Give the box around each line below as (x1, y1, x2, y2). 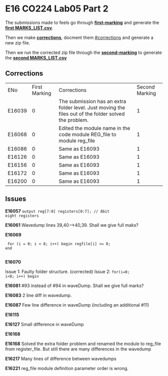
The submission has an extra (58, 98, 126, 105)
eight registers (5, 213, 39, 218)
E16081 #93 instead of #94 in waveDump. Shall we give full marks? (5, 283, 144, 289)
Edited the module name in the (58, 124, 130, 131)
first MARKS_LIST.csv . (5, 24, 53, 30)
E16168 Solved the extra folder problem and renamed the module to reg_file (5, 341, 161, 347)
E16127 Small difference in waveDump (5, 321, 84, 327)
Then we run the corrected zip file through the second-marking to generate (5, 49, 162, 55)
